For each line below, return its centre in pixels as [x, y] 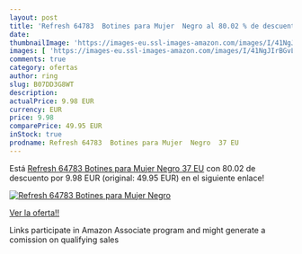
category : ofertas [44, 68]
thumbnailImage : [40, 43]
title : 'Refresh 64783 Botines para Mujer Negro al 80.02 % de [134, 26]
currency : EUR [36, 109]
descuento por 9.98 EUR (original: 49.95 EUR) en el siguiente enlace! [137, 178]
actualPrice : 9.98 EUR [52, 101]
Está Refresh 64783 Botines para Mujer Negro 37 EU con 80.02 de [133, 168]
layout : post [34, 18]
